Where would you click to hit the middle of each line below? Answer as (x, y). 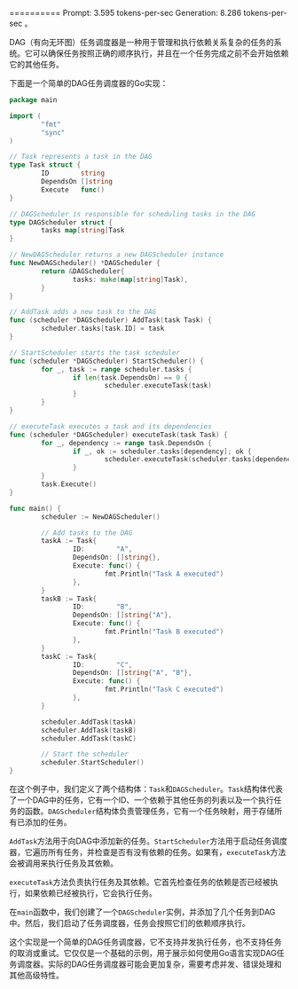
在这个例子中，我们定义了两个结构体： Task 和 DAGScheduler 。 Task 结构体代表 (146, 789)
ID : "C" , (102, 664)
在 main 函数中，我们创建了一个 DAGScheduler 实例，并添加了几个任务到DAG (142, 912)
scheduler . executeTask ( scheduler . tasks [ (180, 459)
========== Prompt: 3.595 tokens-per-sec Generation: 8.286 (125, 13)
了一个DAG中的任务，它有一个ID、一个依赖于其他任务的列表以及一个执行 (142, 800)
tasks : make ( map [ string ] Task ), (130, 279)
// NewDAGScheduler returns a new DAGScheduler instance (117, 255)
